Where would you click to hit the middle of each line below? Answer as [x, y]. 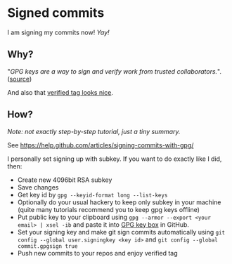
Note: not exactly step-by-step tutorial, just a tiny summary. [94, 131]
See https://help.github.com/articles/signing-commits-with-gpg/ [101, 145]
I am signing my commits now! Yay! [59, 32]
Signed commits [56, 13]
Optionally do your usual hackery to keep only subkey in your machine [119, 202]
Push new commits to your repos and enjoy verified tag [97, 253]
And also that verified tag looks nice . [60, 92]
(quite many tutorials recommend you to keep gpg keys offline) [109, 209]
